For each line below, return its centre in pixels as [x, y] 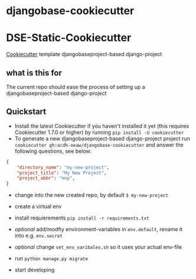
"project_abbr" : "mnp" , [46, 178]
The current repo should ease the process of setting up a [76, 87]
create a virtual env [38, 206]
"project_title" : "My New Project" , [62, 173]
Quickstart [26, 112]
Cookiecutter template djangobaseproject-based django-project [84, 54]
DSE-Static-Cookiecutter [69, 38]
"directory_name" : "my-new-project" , [63, 167]
